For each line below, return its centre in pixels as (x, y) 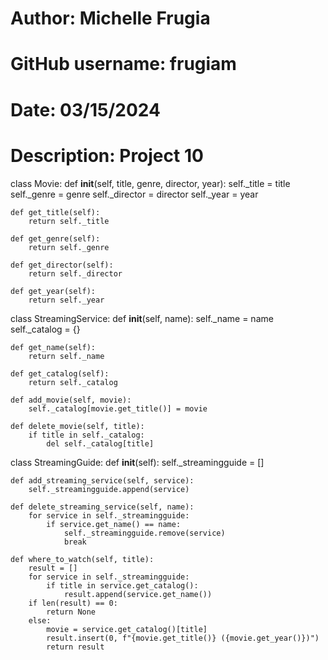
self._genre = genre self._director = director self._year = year (134, 194)
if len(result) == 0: (73, 603)
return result (75, 647)
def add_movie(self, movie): (71, 400)
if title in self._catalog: (86, 435)
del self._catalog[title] (100, 443)
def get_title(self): (55, 212)
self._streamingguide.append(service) (109, 489)
